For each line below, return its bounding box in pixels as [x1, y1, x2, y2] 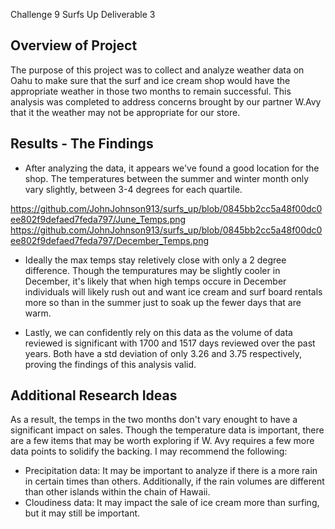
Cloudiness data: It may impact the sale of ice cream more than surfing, [24, 497, 320, 509]
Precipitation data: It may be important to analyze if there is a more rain [24, 465, 318, 477]
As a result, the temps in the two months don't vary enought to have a [10, 414, 298, 426]
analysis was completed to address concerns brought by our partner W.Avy [10, 95, 322, 108]
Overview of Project [10, 37, 138, 54]
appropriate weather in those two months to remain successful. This [10, 85, 292, 97]
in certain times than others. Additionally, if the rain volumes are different [24, 475, 325, 488]
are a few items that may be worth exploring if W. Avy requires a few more [10, 435, 315, 447]
